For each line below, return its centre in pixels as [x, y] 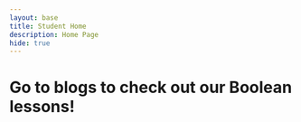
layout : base [34, 18]
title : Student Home [48, 26]
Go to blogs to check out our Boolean [150, 88]
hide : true [30, 43]
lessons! [42, 107]
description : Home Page [54, 34]
